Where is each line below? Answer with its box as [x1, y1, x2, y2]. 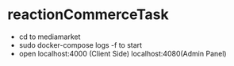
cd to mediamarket [18, 32, 81, 41]
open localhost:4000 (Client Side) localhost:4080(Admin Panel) [18, 49, 227, 58]
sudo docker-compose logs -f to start [18, 40, 143, 49]
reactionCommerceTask [7, 6, 170, 24]
